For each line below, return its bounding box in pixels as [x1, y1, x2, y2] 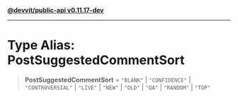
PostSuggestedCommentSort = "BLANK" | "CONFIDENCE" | [24, 75, 191, 84]
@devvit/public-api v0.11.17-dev [7, 6, 104, 14]
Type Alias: [7, 37, 76, 54]
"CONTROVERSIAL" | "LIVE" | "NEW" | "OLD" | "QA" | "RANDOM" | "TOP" [24, 82, 211, 91]
